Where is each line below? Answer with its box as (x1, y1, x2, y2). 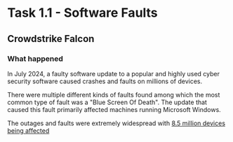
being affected (7, 126, 50, 134)
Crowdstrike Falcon (7, 33, 95, 45)
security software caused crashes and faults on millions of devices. (7, 77, 202, 85)
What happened (7, 54, 63, 64)
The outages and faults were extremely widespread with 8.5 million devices (7, 119, 226, 127)
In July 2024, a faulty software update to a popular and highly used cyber (7, 69, 220, 78)
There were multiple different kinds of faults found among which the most (7, 90, 220, 99)
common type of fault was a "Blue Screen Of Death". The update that (7, 98, 207, 106)
